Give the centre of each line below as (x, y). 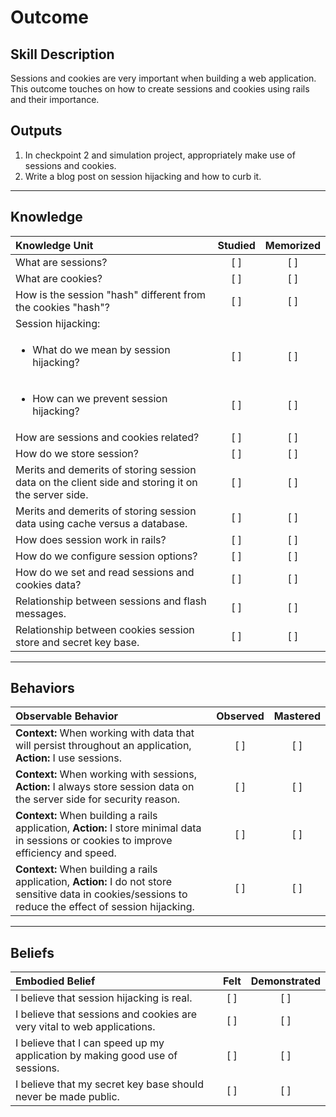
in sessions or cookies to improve (94, 841)
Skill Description (62, 54)
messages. (41, 613)
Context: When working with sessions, (106, 774)
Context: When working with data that (105, 733)
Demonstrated (285, 981)
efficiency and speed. (66, 853)
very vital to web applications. (85, 1027)
